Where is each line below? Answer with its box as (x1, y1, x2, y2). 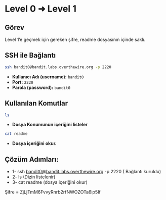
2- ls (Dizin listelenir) (12, 174, 56, 180)
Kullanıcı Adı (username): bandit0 (12, 74, 84, 80)
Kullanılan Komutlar (5, 99, 68, 108)
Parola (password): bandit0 (12, 84, 71, 90)
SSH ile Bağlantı (5, 51, 56, 60)
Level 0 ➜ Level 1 (5, 3, 77, 15)
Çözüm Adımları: (5, 155, 59, 164)
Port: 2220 (12, 79, 33, 85)
